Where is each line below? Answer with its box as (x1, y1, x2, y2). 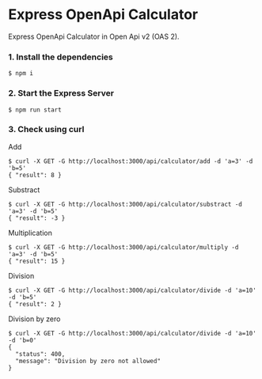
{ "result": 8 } (8, 171, 62, 179)
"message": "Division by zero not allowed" (15, 357, 161, 365)
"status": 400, (15, 350, 66, 358)
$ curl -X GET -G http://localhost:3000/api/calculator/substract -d (8, 200, 243, 208)
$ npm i (8, 70, 34, 78)
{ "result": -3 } (8, 214, 66, 222)
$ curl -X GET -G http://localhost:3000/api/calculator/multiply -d (8, 243, 239, 251)
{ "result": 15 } (8, 257, 66, 265)
